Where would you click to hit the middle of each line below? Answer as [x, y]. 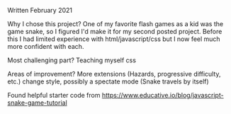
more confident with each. [46, 46]
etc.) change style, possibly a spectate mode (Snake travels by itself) [108, 81]
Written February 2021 [40, 10]
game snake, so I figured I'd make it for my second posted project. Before [115, 32]
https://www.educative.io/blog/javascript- [163, 95]
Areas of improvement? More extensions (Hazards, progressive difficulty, [114, 74]
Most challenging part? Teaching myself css [72, 60]
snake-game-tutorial [37, 103]
